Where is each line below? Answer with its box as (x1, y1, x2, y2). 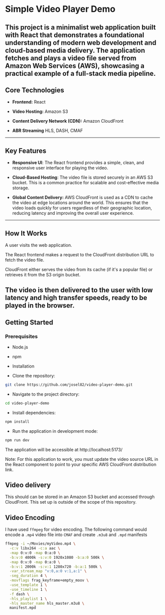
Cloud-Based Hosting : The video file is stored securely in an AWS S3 (12, 174, 153, 180)
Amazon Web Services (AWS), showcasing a (5, 62, 145, 70)
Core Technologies (5, 86, 65, 94)
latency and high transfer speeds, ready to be (5, 294, 147, 302)
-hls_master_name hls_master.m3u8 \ (9, 601, 84, 606)
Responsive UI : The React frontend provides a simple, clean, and (12, 160, 144, 166)
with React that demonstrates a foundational (5, 31, 144, 39)
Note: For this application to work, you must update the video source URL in (5, 456, 159, 462)
